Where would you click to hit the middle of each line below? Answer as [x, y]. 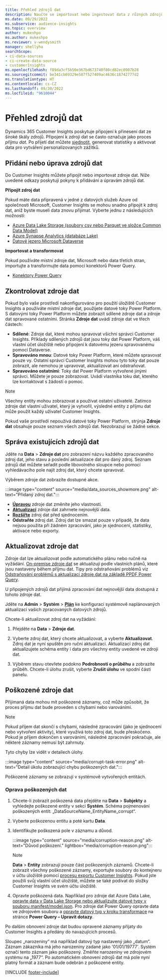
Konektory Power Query [37, 276]
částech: [14, 324]
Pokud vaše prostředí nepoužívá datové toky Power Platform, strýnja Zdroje [83, 421]
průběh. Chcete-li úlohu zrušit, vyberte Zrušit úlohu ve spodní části [82, 669]
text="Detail [17, 767]
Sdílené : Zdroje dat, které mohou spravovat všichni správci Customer [83, 334]
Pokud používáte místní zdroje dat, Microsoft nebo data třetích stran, [75, 261]
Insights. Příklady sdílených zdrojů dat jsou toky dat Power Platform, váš [86, 339]
